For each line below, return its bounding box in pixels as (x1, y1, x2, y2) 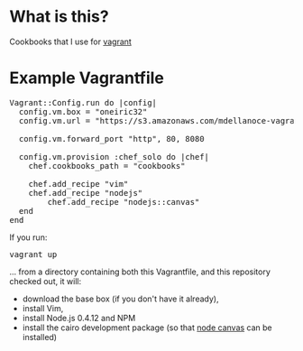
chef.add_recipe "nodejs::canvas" (47, 197, 200, 207)
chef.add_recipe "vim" (28, 179, 129, 189)
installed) (22, 331, 57, 342)
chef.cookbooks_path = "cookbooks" (28, 161, 186, 171)
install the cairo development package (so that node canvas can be (22, 322, 272, 333)
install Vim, (22, 302, 64, 313)
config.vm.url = (18, 115, 91, 125)
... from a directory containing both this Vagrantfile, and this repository (9, 266, 271, 277)
